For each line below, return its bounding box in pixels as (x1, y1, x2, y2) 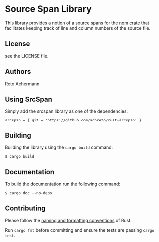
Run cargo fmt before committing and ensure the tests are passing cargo (5, 227, 155, 233)
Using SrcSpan (5, 95, 52, 103)
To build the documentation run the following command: (5, 181, 121, 187)
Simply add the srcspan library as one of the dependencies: (5, 108, 128, 114)
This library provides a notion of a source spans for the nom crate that (5, 20, 150, 26)
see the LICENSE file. (5, 53, 49, 59)
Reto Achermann (5, 81, 40, 87)
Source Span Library (5, 3, 92, 15)
